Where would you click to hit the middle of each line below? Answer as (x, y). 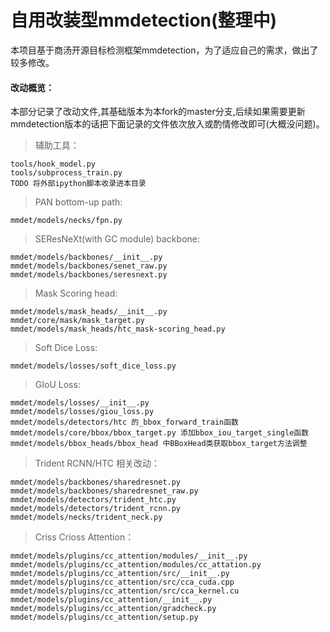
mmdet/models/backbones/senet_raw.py (89, 266)
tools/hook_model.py (53, 164)
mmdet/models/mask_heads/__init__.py (89, 312)
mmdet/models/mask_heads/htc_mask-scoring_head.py (118, 329)
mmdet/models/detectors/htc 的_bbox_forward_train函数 (124, 422)
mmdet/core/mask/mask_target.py (77, 321)
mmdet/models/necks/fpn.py (66, 221)
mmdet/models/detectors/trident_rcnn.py (96, 509)
